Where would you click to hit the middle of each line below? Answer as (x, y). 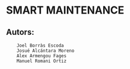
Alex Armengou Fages (42, 56)
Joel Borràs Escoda (40, 45)
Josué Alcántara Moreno (46, 51)
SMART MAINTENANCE (65, 10)
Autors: (20, 32)
